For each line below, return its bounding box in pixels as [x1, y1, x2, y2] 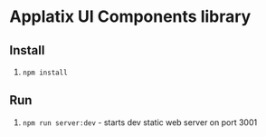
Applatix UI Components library [9, 6, 252, 27]
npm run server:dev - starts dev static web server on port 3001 [22, 116, 258, 128]
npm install [22, 68, 68, 77]
